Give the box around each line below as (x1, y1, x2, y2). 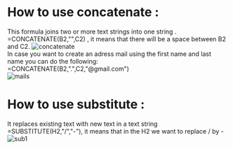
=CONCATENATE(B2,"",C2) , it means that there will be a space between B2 (7, 34, 227, 43)
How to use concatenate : (7, 4, 159, 20)
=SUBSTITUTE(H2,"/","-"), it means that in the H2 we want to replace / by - (7, 127, 225, 135)
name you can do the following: (7, 57, 98, 65)
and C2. (7, 42, 30, 50)
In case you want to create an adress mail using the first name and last (7, 50, 212, 58)
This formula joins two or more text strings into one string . (7, 27, 177, 36)
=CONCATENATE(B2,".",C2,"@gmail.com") (7, 64, 130, 73)
